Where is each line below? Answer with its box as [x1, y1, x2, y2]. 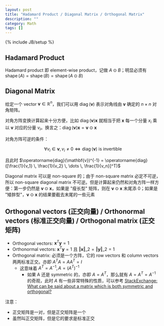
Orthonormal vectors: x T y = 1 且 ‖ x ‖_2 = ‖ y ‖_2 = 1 [12, 245, 115, 252]
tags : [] [5, 26, 23, 31]
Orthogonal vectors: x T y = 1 [12, 239, 70, 246]
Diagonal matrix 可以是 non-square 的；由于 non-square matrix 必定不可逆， [5, 173, 161, 179]
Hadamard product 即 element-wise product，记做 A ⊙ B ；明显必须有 [5, 67, 147, 73]
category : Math [5, 21, 37, 26]
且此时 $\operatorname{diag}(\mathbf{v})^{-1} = [5, 157, 104, 163]
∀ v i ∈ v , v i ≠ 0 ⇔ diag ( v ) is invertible [44, 146, 122, 153]
